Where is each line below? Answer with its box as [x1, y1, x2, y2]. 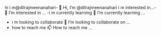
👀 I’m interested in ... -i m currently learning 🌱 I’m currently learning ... [4, 10, 145, 16]
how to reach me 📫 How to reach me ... [11, 25, 93, 30]
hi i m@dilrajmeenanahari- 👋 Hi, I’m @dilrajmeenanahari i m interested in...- [4, 5, 157, 10]
